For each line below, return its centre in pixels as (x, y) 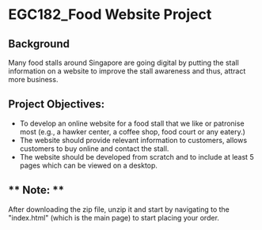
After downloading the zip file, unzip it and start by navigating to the (119, 209)
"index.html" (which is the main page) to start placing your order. (114, 217)
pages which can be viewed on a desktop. (89, 165)
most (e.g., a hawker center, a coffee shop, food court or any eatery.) (132, 131)
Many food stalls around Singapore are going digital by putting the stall (123, 62)
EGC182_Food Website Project (110, 15)
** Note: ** (36, 190)
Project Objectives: (57, 104)
